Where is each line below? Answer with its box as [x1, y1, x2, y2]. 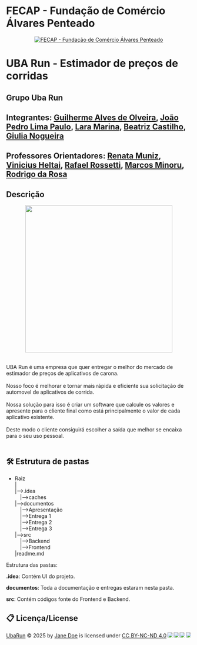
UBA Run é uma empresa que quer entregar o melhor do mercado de [6, 364, 173, 371]
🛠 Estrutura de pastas [6, 456, 89, 466]
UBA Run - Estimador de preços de [6, 57, 178, 70]
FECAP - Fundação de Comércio [6, 4, 166, 18]
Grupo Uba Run [6, 92, 64, 102]
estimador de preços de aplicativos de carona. [6, 370, 119, 377]
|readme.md [14, 550, 45, 557]
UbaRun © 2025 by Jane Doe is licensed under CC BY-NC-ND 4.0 [6, 631, 167, 639]
